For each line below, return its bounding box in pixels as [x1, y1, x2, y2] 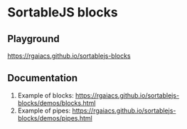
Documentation [7, 72, 78, 84]
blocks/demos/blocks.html [17, 98, 96, 107]
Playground [7, 33, 60, 45]
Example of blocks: [17, 91, 75, 100]
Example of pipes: [17, 106, 71, 115]
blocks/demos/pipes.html [17, 113, 92, 122]
